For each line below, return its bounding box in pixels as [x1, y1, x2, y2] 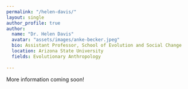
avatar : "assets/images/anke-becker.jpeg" [11, 37, 120, 43]
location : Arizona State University [11, 48, 104, 54]
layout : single [6, 14, 45, 20]
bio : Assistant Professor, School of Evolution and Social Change [11, 43, 182, 49]
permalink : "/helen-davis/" [6, 8, 77, 15]
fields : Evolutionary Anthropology [11, 54, 101, 60]
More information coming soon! [6, 76, 84, 83]
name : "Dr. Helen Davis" [11, 31, 74, 37]
